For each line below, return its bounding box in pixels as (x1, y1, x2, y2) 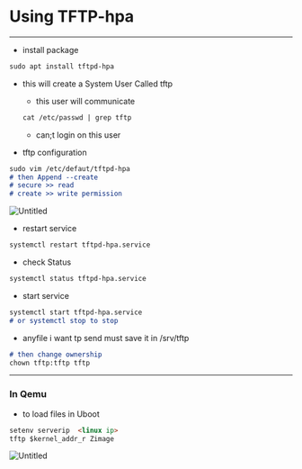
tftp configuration (22, 147, 87, 158)
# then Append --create (9, 173, 99, 182)
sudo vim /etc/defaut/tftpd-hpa (9, 164, 130, 173)
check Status (22, 257, 72, 267)
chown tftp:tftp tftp (9, 358, 91, 367)
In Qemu (9, 388, 48, 401)
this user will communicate (35, 95, 136, 106)
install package (22, 44, 79, 55)
